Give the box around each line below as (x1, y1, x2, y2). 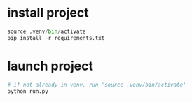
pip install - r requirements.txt (7, 34, 105, 41)
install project (7, 5, 89, 21)
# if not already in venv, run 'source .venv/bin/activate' (7, 81, 187, 88)
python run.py (7, 87, 49, 95)
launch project (7, 58, 93, 74)
